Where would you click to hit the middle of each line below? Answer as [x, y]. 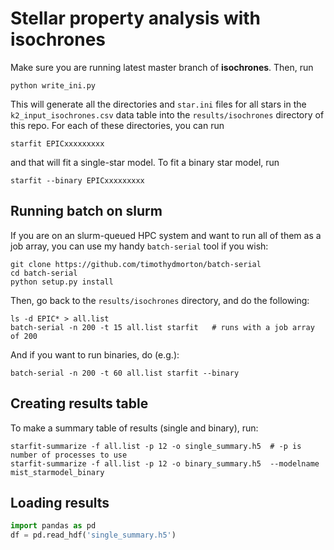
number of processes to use [69, 455]
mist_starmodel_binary [57, 472]
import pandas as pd [53, 526]
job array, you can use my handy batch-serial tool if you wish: [139, 246]
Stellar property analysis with [136, 18]
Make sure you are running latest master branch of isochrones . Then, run [162, 67]
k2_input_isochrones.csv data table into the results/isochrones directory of [167, 114]
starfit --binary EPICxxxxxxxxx [77, 180]
